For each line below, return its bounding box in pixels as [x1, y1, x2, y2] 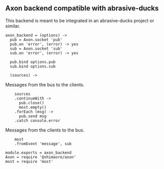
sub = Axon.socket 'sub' [10, 46, 63, 51]
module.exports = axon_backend [5, 150, 72, 155]
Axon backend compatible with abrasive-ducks [5, 4, 159, 13]
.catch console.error [14, 118, 60, 123]
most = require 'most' [5, 159, 53, 164]
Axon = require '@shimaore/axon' [5, 154, 76, 159]
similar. [5, 23, 20, 29]
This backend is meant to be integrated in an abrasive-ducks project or [5, 17, 154, 23]
